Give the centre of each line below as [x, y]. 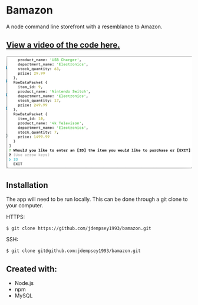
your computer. [25, 205]
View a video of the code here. [63, 45]
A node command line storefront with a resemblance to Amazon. [84, 26]
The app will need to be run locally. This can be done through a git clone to [97, 199]
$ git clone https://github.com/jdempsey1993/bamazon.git [79, 228]
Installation [27, 185]
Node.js [24, 283]
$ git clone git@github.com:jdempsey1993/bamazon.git [74, 251]
